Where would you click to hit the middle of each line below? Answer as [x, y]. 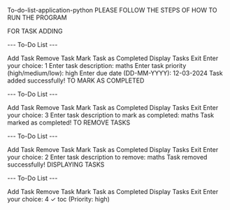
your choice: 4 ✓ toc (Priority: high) [59, 199]
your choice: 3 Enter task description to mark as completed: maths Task [111, 115]
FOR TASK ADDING [35, 31]
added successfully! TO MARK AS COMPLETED [76, 80]
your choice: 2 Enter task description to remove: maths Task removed [107, 157]
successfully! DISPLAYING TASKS [56, 164]
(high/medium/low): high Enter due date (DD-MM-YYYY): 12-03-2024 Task [115, 73]
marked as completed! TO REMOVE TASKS [69, 122]
